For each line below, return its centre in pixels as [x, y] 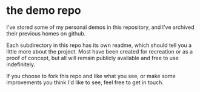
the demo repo [44, 11]
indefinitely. [21, 64]
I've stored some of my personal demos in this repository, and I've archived [100, 27]
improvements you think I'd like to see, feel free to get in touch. [85, 82]
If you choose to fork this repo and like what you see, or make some [91, 76]
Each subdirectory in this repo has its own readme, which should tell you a [99, 45]
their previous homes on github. [46, 33]
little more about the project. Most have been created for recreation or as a [99, 51]
